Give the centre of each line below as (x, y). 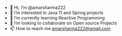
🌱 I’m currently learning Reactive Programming (57, 18)
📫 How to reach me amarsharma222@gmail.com (60, 28)
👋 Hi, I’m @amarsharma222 (38, 8)
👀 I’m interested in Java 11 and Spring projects (57, 13)
